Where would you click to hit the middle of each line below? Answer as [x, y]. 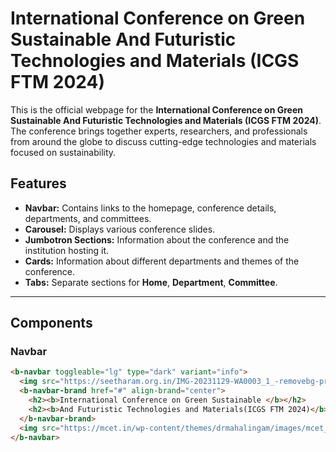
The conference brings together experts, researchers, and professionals [159, 131]
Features [38, 183]
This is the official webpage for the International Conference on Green [156, 109]
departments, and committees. [88, 218]
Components [51, 323]
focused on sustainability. [63, 152]
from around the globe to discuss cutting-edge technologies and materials [163, 141]
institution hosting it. [67, 250]
